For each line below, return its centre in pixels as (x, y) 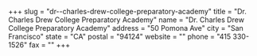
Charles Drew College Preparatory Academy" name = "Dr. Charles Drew (127, 20)
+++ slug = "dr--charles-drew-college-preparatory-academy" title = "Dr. (127, 11)
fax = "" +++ (50, 45)
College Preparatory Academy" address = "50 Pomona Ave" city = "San (126, 28)
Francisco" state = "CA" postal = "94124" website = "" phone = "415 (120, 36)
